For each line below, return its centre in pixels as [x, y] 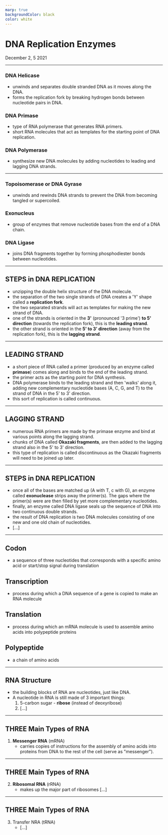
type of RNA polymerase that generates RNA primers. [68, 126]
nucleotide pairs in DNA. [37, 102]
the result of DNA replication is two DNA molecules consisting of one [83, 517]
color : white [19, 19]
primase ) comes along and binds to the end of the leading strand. [80, 372]
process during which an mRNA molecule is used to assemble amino [83, 627]
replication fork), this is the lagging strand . [57, 334]
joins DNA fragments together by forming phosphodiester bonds [79, 253]
